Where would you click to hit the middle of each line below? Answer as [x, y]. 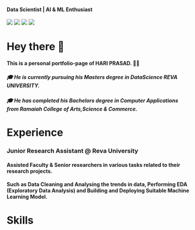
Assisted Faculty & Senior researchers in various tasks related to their [93, 164]
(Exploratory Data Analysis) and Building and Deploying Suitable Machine [98, 191]
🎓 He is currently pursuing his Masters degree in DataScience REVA [92, 77]
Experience [35, 133]
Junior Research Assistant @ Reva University [73, 151]
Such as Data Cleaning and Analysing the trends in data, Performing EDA [97, 184]
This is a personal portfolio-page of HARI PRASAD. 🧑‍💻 [73, 63]
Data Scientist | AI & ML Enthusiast [50, 9]
